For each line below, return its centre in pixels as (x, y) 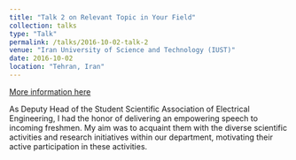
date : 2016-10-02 (41, 58)
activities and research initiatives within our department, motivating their (141, 137)
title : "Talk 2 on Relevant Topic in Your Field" (103, 17)
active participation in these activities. (78, 146)
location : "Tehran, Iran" (57, 67)
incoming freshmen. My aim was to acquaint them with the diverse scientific (148, 127)
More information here (50, 91)
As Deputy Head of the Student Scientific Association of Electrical (129, 109)
